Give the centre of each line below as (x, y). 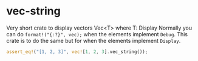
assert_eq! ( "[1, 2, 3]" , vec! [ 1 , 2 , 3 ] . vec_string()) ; (77, 52)
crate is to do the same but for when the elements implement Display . (94, 40)
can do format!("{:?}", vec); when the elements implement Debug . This (97, 34)
